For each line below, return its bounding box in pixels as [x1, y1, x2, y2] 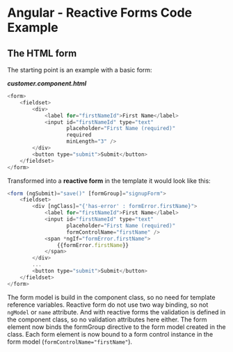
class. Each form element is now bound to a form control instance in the [7, 330, 214, 338]
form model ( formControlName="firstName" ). [7, 337, 133, 346]
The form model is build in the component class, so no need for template [7, 293, 216, 301]
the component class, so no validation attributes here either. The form [7, 315, 207, 323]
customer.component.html [7, 79, 87, 88]
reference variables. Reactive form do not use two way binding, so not [7, 301, 209, 309]
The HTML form [7, 47, 77, 59]
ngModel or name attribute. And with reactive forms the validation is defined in [7, 307, 226, 316]
